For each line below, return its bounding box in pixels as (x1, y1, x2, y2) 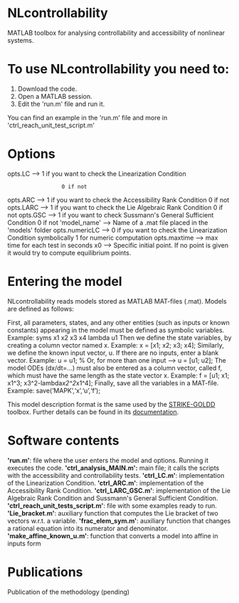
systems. (7, 36, 34, 44)
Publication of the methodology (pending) (7, 587, 130, 596)
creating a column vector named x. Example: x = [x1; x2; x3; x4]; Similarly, (7, 341, 224, 349)
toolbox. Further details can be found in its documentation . (7, 407, 179, 416)
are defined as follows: (7, 304, 75, 313)
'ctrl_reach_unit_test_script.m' (7, 121, 95, 129)
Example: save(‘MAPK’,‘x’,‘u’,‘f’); (7, 386, 101, 395)
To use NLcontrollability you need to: (7, 61, 230, 78)
